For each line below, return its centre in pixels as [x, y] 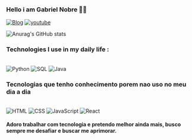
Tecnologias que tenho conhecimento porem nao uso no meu [96, 84]
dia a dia [18, 92]
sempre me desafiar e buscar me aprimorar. [62, 131]
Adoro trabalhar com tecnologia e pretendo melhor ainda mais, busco [94, 125]
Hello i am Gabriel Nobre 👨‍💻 [47, 10]
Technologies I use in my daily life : [58, 49]
